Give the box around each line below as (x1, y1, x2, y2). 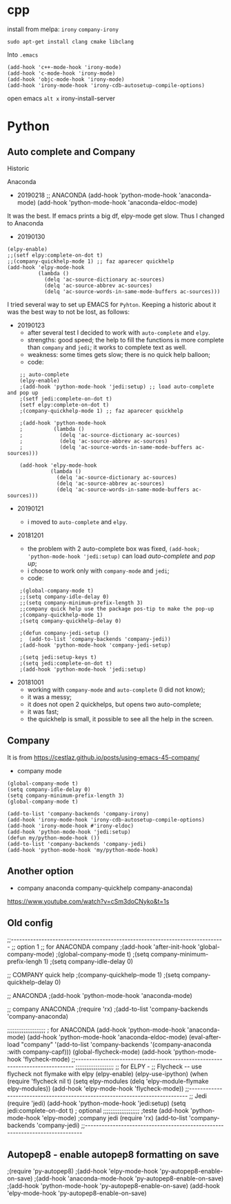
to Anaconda (7, 219, 43, 227)
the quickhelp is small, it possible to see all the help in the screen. (27, 714, 214, 723)
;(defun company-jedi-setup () (19, 629, 110, 636)
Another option (7, 865, 74, 877)
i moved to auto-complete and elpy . (27, 517, 128, 526)
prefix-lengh (7, 957, 43, 966)
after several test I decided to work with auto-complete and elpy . (27, 328, 210, 337)
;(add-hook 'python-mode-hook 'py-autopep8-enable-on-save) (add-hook (7, 1182, 221, 1190)
